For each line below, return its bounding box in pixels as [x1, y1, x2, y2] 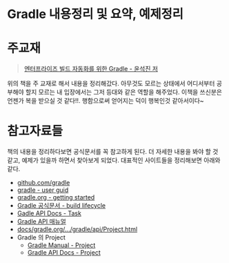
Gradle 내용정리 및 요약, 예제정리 [7, 6, 184, 22]
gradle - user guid [17, 186, 69, 194]
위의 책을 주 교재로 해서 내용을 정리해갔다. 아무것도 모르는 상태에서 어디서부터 [7, 79, 215, 88]
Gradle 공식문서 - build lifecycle [17, 202, 106, 210]
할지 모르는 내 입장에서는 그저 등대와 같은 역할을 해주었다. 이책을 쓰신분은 [25, 88, 223, 97]
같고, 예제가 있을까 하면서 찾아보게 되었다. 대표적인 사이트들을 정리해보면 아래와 [7, 156, 221, 164]
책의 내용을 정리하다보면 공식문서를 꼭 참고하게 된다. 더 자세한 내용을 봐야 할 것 [7, 148, 219, 156]
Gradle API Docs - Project [27, 249, 101, 257]
